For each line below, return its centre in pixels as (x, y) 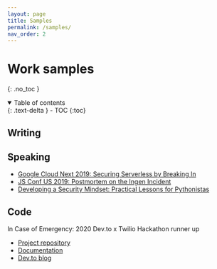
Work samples (51, 69)
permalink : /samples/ (39, 27)
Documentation (40, 250)
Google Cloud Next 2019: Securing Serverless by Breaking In (107, 174)
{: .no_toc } (23, 89)
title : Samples (30, 21)
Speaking (29, 157)
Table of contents (39, 103)
